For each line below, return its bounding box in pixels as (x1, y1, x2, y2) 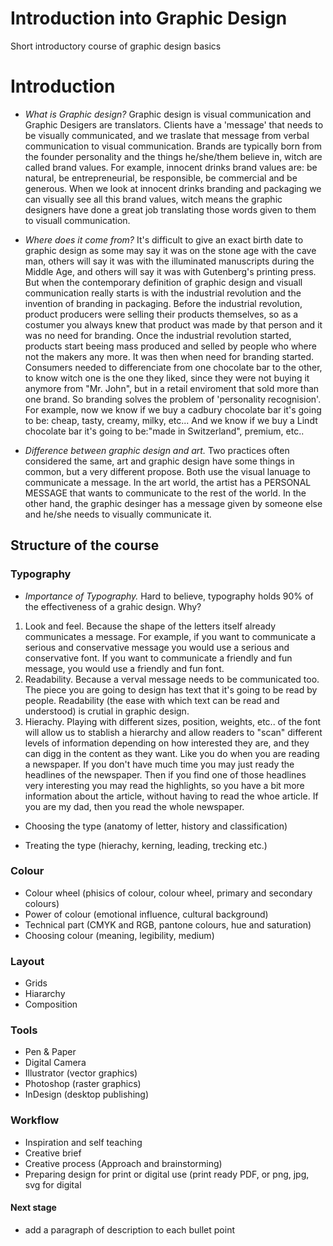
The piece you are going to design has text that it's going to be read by (24, 683, 318, 696)
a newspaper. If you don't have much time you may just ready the (24, 758, 295, 770)
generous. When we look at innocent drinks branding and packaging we (24, 182, 322, 194)
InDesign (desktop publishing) (24, 1088, 149, 1101)
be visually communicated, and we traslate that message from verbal (24, 129, 310, 141)
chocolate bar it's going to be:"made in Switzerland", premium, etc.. (24, 425, 305, 437)
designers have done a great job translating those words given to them (24, 203, 317, 216)
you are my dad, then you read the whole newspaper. (24, 800, 245, 812)
